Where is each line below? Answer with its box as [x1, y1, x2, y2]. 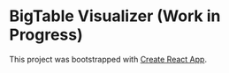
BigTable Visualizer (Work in [9, 6, 221, 26]
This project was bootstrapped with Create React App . [9, 54, 208, 64]
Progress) [9, 25, 84, 45]
